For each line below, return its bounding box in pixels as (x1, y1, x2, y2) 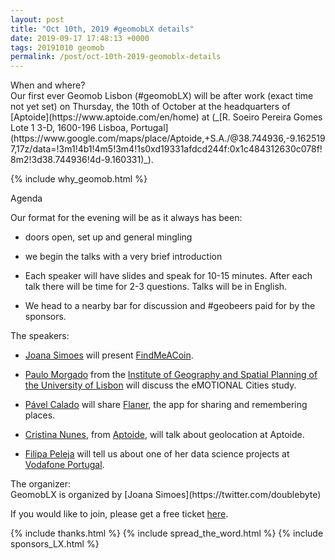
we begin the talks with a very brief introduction (24, 251, 223, 263)
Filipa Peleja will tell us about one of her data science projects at (24, 448, 290, 460)
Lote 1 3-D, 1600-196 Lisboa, (10, 122, 129, 134)
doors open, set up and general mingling (24, 231, 193, 243)
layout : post (10, 14, 65, 25)
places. (24, 409, 56, 421)
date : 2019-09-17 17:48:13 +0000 (10, 33, 150, 43)
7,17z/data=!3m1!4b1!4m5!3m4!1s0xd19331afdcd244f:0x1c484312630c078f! (10, 143, 323, 155)
